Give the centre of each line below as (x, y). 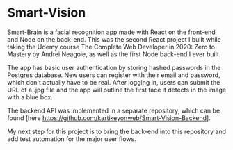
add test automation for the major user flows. (72, 139)
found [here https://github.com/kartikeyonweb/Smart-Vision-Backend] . (109, 118)
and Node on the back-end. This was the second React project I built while (114, 39)
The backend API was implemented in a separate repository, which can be (114, 110)
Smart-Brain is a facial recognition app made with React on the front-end (111, 32)
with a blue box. (30, 97)
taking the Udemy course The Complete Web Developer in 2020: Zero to (111, 47)
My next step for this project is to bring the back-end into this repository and (117, 131)
